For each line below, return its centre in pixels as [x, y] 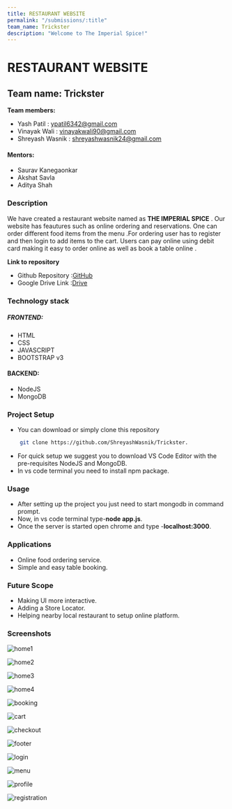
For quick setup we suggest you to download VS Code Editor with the [117, 456]
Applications [29, 545]
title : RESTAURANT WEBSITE [46, 14]
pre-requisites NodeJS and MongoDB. [72, 464]
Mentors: [21, 155]
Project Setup [31, 415]
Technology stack [38, 301]
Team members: [31, 110]
